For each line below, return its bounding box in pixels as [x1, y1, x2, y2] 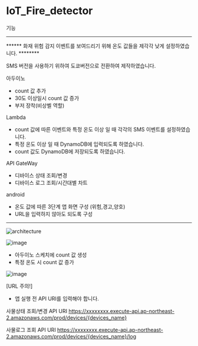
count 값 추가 [14, 87, 46, 94]
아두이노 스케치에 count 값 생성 [14, 251, 87, 258]
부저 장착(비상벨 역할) [14, 102, 65, 109]
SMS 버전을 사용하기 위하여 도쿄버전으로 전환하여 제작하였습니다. [6, 62, 156, 69]
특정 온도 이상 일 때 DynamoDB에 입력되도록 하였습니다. [14, 140, 144, 148]
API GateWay [6, 159, 38, 167]
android [6, 191, 25, 198]
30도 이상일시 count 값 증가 [14, 94, 80, 101]
